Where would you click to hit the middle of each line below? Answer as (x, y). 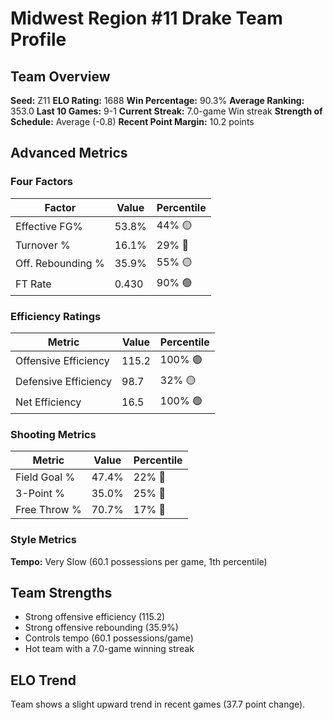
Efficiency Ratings (56, 316)
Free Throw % (48, 510)
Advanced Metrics (69, 153)
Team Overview (60, 76)
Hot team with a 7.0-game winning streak (109, 649)
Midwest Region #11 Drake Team (146, 18)
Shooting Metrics (53, 434)
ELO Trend (43, 680)
